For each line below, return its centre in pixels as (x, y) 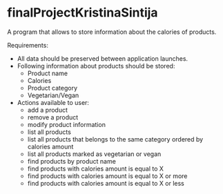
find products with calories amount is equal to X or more (107, 176)
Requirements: (28, 45)
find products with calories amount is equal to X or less (106, 183)
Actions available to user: (53, 102)
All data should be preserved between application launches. (103, 58)
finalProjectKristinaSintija (83, 13)
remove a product (53, 117)
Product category (52, 88)
